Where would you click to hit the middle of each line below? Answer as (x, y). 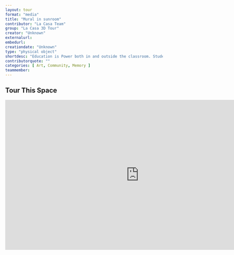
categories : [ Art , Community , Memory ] (48, 65)
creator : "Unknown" (25, 33)
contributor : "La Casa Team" (35, 24)
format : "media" (22, 14)
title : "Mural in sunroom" (33, 19)
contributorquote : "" (28, 61)
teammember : (17, 70)
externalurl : (19, 38)
